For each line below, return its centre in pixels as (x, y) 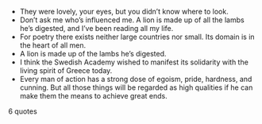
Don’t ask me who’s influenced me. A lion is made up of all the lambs (132, 20)
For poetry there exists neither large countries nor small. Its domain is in (137, 37)
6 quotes (23, 111)
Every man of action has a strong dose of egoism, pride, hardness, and (136, 79)
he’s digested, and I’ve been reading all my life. (96, 28)
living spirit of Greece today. (66, 70)
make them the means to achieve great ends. (94, 96)
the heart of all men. (53, 45)
